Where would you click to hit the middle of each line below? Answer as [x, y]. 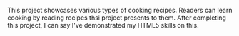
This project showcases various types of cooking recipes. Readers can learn [120, 10]
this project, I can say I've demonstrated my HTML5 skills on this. [103, 25]
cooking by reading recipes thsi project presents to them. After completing [117, 18]
